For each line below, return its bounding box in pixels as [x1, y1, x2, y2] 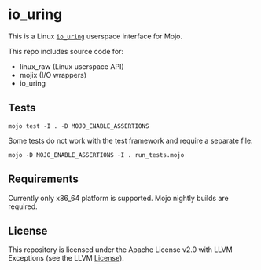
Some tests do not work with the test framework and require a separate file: [8, 136, 253, 145]
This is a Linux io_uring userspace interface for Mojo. [8, 31, 183, 41]
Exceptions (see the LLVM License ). [8, 254, 124, 263]
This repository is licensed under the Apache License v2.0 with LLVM [8, 245, 233, 254]
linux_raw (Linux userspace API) [19, 61, 124, 71]
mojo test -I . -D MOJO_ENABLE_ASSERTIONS [8, 122, 149, 130]
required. [8, 202, 38, 211]
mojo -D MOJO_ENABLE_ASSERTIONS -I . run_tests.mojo [8, 151, 185, 159]
